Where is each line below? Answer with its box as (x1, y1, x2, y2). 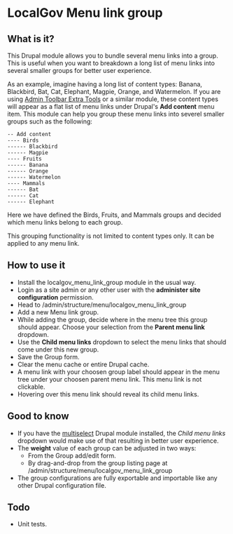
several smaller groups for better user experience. (7, 67, 152, 74)
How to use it (7, 260, 66, 272)
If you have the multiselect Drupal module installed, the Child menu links (17, 429, 226, 437)
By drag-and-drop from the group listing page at (27, 458, 168, 467)
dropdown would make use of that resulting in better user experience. (17, 436, 219, 445)
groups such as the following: (7, 117, 93, 126)
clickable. (17, 382, 45, 391)
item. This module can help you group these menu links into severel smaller (7, 110, 225, 118)
